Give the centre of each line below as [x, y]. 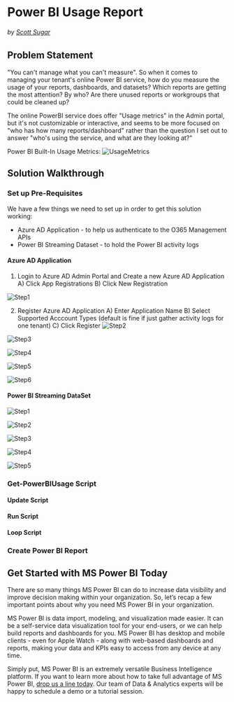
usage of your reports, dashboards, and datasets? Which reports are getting [117, 87]
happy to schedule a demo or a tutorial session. [76, 692]
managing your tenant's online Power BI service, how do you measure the [114, 79]
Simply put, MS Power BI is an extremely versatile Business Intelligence [110, 669]
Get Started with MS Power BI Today [87, 573]
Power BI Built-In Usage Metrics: [54, 151]
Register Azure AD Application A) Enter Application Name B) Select [114, 310]
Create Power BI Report [48, 550]
